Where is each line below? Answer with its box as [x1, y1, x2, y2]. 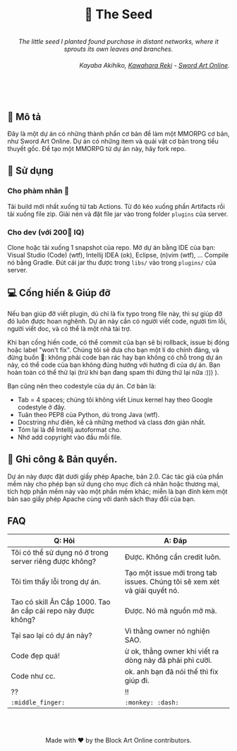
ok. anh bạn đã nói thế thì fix [124, 667, 219, 677]
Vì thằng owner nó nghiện [124, 626, 210, 636]
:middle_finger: [11, 699, 66, 707]
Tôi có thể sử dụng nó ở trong [11, 548, 109, 558]
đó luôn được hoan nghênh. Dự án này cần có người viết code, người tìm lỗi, [7, 317, 227, 325]
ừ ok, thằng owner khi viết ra [124, 647, 219, 656]
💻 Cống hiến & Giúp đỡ [7, 287, 111, 299]
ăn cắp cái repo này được [11, 606, 95, 616]
